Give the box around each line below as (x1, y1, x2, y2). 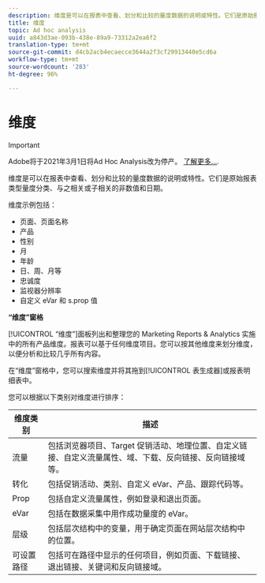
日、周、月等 (19, 266, 62, 275)
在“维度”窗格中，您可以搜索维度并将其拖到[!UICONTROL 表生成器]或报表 (8, 365, 244, 375)
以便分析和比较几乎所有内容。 (8, 349, 105, 358)
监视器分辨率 (19, 286, 62, 295)
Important (8, 140, 40, 150)
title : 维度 (8, 19, 45, 27)
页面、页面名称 (19, 216, 69, 226)
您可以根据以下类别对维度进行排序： (8, 392, 126, 402)
